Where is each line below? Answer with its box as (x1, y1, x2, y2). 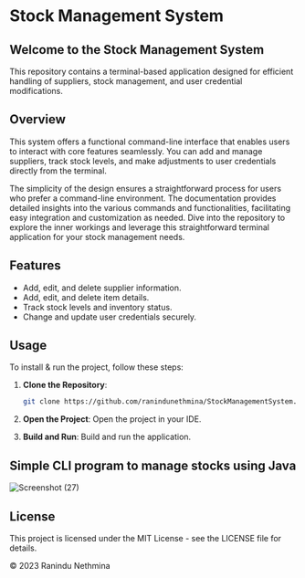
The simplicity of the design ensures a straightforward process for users (9, 183, 281, 194)
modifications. (9, 86, 64, 96)
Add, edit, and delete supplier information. (22, 282, 182, 293)
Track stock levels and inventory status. (22, 301, 173, 312)
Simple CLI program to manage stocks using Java (9, 457, 297, 473)
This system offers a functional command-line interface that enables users (9, 136, 290, 147)
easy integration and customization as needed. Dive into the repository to (9, 212, 286, 223)
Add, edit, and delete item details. (22, 291, 150, 302)
